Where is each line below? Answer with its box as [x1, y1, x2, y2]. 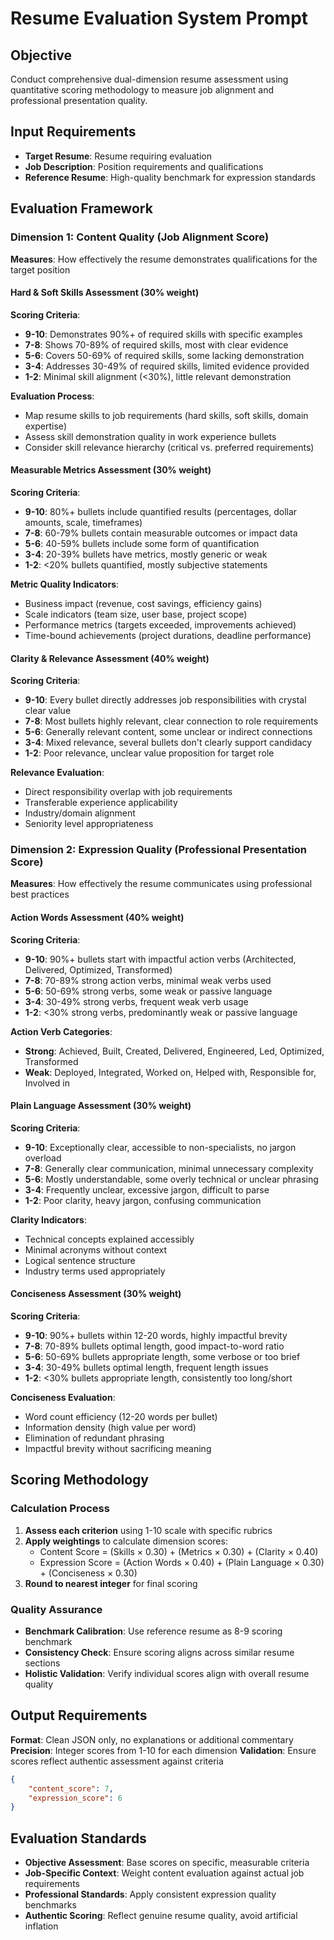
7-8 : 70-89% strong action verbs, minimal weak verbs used [24, 974, 272, 986]
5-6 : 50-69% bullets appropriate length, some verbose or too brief [24, 1351, 301, 1363]
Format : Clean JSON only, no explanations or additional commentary [10, 1733, 294, 1746]
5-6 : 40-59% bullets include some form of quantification [24, 537, 260, 549]
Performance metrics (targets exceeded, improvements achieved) [24, 618, 297, 631]
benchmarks [24, 1899, 77, 1911]
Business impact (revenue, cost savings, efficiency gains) [24, 597, 263, 609]
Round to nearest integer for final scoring [24, 1577, 198, 1589]
